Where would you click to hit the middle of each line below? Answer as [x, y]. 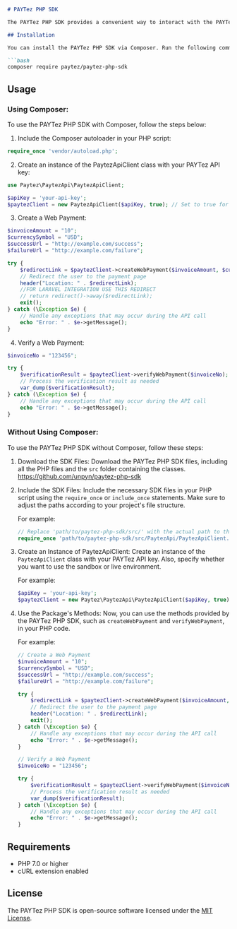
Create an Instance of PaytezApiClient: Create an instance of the [111, 552]
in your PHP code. [44, 629]
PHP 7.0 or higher [43, 864]
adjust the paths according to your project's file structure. [101, 505]
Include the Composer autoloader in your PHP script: [94, 138]
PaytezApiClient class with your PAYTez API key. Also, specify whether [121, 559]
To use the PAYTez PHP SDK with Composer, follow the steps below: [107, 124]
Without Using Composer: [53, 432]
